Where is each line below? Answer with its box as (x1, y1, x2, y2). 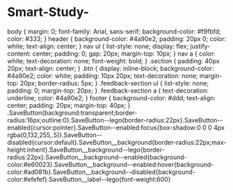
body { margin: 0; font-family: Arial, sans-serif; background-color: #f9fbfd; (7, 27, 221, 35)
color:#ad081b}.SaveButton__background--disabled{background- (7, 168, 196, 176)
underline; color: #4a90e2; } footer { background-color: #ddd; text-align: (7, 93, 216, 102)
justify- (190, 42, 211, 50)
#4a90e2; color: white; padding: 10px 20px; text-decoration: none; (7, 71, 198, 80)
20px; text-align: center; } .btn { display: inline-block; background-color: (7, 64, 214, 72)
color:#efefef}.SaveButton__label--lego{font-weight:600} (7, 175, 171, 183)
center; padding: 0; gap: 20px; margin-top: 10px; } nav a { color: (32, 49, 216, 58)
